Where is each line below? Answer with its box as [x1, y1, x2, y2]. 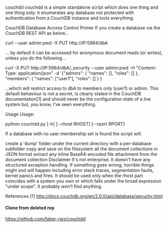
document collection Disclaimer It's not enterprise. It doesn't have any [5, 156, 151, 162]
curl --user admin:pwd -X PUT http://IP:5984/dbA [5, 40, 108, 46]
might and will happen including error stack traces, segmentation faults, [5, 167, 154, 173]
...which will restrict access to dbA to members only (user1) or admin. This [5, 85, 158, 91]
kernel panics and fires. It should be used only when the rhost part [5, 173, 143, 179]
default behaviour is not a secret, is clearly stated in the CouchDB [5, 91, 141, 96]
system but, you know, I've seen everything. [5, 101, 97, 107]
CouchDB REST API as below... [5, 30, 69, 36]
